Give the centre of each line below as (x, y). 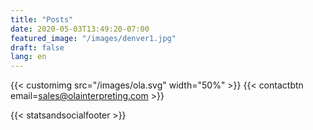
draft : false (37, 47)
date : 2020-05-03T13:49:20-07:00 (80, 29)
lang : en (28, 57)
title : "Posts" (42, 19)
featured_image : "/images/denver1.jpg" (93, 38)
